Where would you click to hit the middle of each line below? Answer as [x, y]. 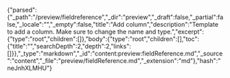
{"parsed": [22, 10]
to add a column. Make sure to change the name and [82, 31]
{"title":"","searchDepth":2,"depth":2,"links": [69, 46]
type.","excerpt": [181, 31]
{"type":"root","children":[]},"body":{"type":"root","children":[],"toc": [103, 39]
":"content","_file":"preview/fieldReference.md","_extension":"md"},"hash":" [114, 61]
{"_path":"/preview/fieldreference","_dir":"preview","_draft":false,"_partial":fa [115, 17]
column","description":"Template [172, 24]
